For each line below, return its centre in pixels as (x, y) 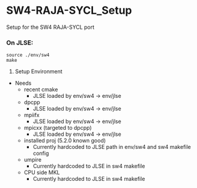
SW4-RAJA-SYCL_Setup (69, 11)
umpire (33, 160)
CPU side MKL (42, 172)
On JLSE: (20, 43)
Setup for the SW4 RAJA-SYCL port (50, 27)
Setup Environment (39, 71)
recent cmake (41, 89)
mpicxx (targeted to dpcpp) (58, 128)
